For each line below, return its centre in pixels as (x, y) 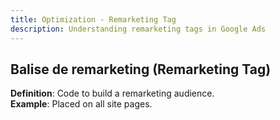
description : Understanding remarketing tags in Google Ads (138, 29)
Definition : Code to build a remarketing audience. (112, 93)
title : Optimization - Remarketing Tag (93, 19)
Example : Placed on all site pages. (81, 104)
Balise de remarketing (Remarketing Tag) (141, 69)
